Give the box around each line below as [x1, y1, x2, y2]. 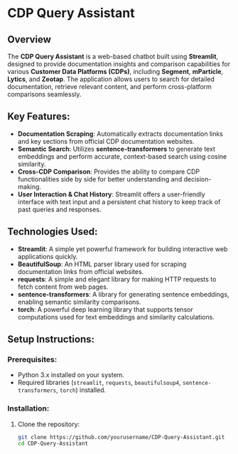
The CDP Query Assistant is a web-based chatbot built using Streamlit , [7, 52, 219, 60]
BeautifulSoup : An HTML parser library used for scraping [17, 260, 187, 268]
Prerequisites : [7, 354, 58, 364]
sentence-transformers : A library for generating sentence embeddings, [17, 290, 229, 298]
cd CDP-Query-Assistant [17, 440, 89, 448]
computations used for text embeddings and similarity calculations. [17, 312, 215, 321]
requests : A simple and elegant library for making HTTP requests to [17, 275, 217, 283]
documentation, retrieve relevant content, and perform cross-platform [7, 83, 212, 90]
